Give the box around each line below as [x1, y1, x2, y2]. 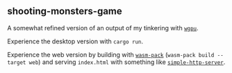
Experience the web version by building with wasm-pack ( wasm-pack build [7, 50, 215, 59]
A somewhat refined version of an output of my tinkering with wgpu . [7, 23, 199, 32]
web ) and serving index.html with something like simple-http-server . [28, 58, 226, 66]
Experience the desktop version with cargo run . [7, 37, 144, 45]
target [7, 59, 26, 66]
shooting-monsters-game [7, 6, 123, 17]
